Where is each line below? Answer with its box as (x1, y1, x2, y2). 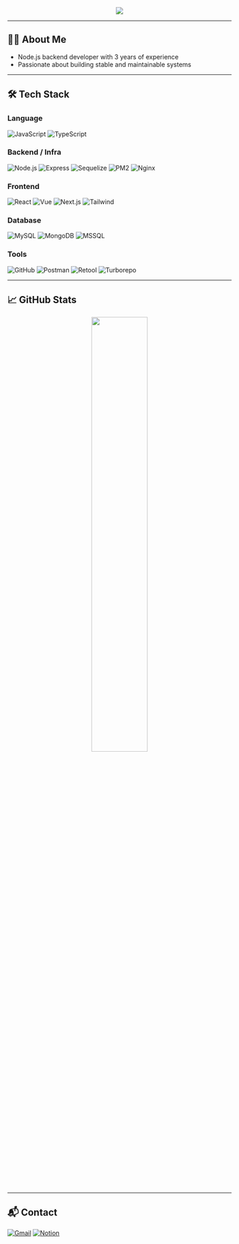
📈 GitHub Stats (7, 294, 77, 306)
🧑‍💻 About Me (7, 34, 67, 46)
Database (7, 215, 41, 225)
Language (7, 113, 43, 123)
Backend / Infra (7, 147, 62, 157)
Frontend (7, 181, 40, 191)
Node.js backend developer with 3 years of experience (17, 52, 179, 61)
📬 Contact (7, 1206, 58, 1218)
